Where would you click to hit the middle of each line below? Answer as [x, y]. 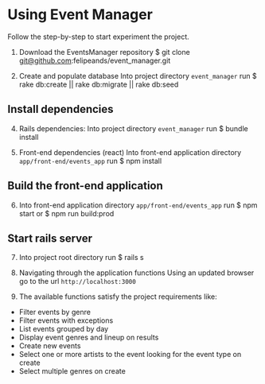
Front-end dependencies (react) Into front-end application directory [130, 152]
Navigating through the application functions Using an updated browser [136, 273]
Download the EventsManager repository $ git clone [104, 52]
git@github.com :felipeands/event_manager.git [95, 60]
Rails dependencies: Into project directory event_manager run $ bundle [133, 128]
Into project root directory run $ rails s [81, 258]
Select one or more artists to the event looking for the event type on [130, 355]
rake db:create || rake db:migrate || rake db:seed [99, 84]
